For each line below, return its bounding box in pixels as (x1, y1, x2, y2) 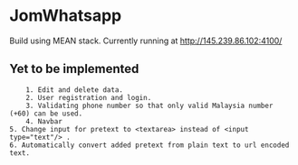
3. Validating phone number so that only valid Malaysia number (25, 101, 274, 110)
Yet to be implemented (9, 61, 139, 77)
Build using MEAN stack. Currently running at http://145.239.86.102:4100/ (9, 35, 283, 46)
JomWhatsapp (9, 5, 122, 26)
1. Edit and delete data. (25, 85, 124, 95)
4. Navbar (25, 116, 63, 126)
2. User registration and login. (25, 93, 152, 102)
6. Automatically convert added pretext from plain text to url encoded (9, 141, 290, 150)
